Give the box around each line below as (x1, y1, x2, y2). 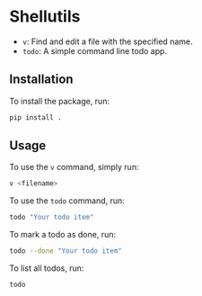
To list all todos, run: (9, 263, 84, 274)
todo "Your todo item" (9, 213, 94, 222)
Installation (9, 72, 74, 87)
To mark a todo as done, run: (9, 229, 117, 240)
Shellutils (9, 6, 81, 27)
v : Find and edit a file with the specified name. (22, 36, 193, 47)
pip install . (9, 112, 63, 122)
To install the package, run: (9, 95, 110, 106)
